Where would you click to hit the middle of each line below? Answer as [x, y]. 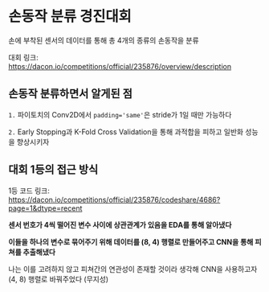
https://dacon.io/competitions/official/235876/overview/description [120, 66]
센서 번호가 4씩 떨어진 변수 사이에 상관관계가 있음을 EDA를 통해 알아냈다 [120, 224]
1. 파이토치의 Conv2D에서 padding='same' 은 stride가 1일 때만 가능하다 [120, 114]
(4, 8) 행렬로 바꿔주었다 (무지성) [59, 279]
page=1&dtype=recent [45, 208]
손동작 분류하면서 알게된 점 [70, 94]
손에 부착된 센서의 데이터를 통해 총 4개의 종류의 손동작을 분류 [104, 40]
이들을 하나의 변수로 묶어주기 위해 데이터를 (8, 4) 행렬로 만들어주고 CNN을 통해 [131, 241]
